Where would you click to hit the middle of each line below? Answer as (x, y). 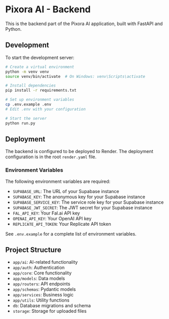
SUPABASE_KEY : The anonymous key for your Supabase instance (79, 197)
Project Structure (33, 250)
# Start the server (26, 118)
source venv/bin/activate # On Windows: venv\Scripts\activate (75, 76)
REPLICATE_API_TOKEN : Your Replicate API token (62, 224)
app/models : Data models (39, 279)
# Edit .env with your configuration (46, 109)
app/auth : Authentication (39, 268)
